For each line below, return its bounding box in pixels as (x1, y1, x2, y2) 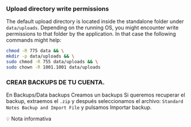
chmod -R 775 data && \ (6, 48, 64, 54)
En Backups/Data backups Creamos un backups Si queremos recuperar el (6, 91, 186, 98)
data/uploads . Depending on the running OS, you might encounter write (6, 24, 179, 31)
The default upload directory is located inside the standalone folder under (6, 18, 185, 25)
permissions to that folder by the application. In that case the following (6, 30, 176, 37)
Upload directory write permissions (6, 5, 110, 13)
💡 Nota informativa (6, 115, 52, 122)
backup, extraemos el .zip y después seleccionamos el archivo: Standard (6, 98, 183, 105)
